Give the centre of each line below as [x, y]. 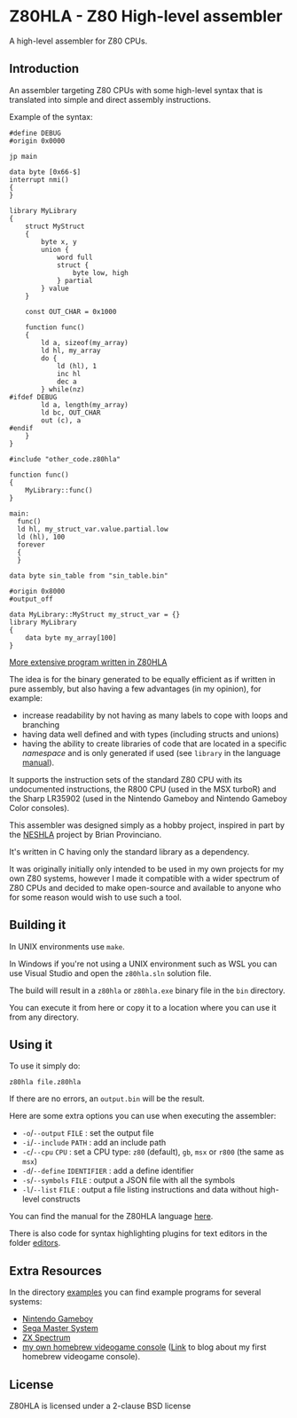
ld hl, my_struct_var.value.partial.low [93, 529]
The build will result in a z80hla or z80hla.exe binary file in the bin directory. [147, 990]
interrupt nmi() [39, 179]
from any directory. [44, 1017]
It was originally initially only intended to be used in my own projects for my [147, 869]
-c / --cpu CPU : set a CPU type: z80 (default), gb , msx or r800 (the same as [153, 1152]
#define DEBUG [35, 133]
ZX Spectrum [46, 1338]
